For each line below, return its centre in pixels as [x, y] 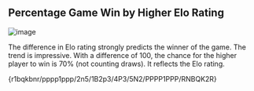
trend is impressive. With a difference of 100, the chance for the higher [123, 55]
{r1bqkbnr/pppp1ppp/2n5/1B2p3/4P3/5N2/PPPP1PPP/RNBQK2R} [113, 78]
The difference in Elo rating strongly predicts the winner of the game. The [127, 47]
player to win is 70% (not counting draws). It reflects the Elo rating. [117, 64]
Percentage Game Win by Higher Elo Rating [116, 13]
